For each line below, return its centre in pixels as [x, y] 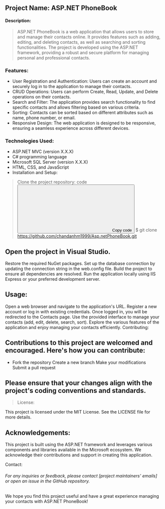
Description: [18, 20]
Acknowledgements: [38, 433]
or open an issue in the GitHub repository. [48, 481]
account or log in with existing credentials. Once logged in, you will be [76, 311]
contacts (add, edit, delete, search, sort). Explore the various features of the [82, 322]
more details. [18, 417]
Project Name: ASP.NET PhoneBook [61, 8]
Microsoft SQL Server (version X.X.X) [50, 162]
